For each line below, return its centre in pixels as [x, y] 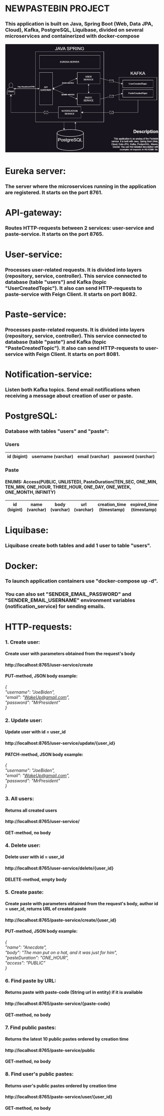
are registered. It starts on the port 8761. [54, 193]
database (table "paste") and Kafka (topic [56, 342]
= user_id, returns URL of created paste [46, 909]
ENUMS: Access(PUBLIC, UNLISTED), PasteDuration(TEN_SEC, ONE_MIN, [81, 482]
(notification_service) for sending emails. [55, 606]
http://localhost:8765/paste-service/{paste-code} [58, 1004]
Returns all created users [31, 810]
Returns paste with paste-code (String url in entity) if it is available [74, 992]
